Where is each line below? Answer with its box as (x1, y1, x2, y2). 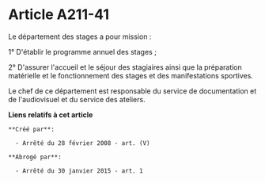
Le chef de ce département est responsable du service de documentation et (8, 86, 257, 96)
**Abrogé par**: (8, 153, 62, 161)
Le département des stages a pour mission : (8, 32, 152, 41)
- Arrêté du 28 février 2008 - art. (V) (15, 139, 150, 147)
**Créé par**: (8, 125, 55, 133)
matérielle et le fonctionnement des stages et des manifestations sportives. (8, 71, 253, 80)
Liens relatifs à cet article (8, 109, 93, 120)
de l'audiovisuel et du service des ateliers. (8, 94, 146, 104)
